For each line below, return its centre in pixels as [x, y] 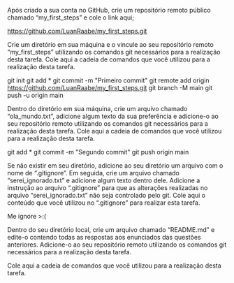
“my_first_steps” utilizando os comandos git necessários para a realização [114, 52]
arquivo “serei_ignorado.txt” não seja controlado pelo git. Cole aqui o [107, 195]
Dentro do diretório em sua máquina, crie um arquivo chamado [97, 109]
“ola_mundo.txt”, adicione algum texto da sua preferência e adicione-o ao [113, 116]
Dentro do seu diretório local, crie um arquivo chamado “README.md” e [111, 230]
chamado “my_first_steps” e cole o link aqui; [71, 17]
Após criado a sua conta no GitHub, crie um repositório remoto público [109, 10]
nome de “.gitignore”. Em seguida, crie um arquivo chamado [94, 173]
